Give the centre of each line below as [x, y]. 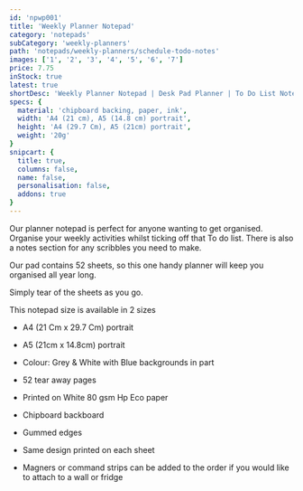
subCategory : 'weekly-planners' [70, 43]
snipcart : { [32, 152]
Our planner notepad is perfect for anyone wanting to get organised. [136, 228]
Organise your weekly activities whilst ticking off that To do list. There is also [151, 238]
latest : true [34, 85]
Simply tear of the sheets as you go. [76, 292]
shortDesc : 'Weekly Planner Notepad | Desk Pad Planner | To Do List [143, 93]
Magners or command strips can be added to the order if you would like [156, 467]
